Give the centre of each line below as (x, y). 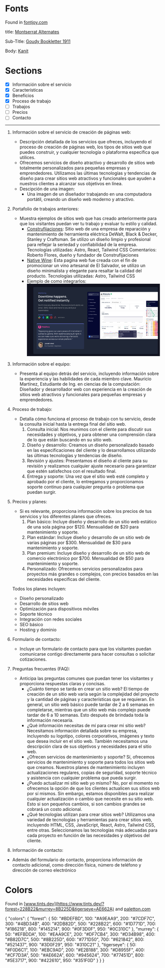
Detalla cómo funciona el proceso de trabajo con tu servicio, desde (87, 419)
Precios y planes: (30, 501)
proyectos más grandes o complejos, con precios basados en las (93, 574)
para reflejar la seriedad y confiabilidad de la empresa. (82, 245)
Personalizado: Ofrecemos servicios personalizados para (85, 568)
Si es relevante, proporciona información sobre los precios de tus (86, 511)
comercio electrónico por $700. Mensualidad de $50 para (85, 558)
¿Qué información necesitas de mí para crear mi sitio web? (86, 725)
